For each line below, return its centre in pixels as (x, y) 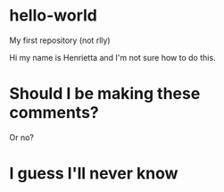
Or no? (21, 137)
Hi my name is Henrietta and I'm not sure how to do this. (112, 57)
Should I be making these (105, 94)
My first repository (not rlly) (60, 40)
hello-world (54, 16)
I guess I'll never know (94, 174)
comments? (54, 113)
